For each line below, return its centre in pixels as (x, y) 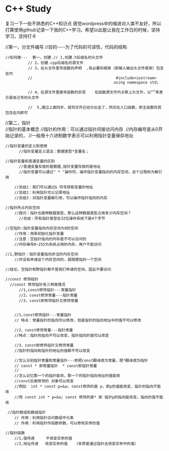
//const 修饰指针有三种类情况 (38, 284)
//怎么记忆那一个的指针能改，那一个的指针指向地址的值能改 (67, 376)
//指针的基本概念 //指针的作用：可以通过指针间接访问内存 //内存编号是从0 (82, 129)
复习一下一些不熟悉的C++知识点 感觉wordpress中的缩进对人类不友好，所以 (83, 23)
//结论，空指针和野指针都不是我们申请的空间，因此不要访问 (58, 269)
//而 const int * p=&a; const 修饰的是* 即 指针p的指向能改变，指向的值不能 (89, 397)
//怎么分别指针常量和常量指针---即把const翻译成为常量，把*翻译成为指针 (81, 360)
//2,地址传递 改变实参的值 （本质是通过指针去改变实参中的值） (76, 443)
